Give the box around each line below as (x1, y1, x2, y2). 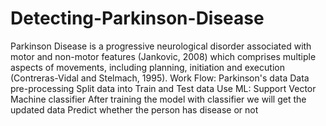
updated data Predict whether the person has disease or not (10, 103, 259, 116)
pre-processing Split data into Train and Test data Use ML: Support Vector (10, 82, 317, 94)
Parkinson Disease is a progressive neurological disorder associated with (10, 40, 312, 52)
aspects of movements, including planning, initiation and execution (10, 61, 285, 73)
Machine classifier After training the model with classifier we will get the (10, 93, 307, 105)
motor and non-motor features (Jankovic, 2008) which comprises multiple (10, 50, 317, 62)
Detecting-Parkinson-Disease (10, 7, 265, 30)
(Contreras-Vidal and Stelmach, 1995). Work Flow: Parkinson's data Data (10, 72, 310, 84)
